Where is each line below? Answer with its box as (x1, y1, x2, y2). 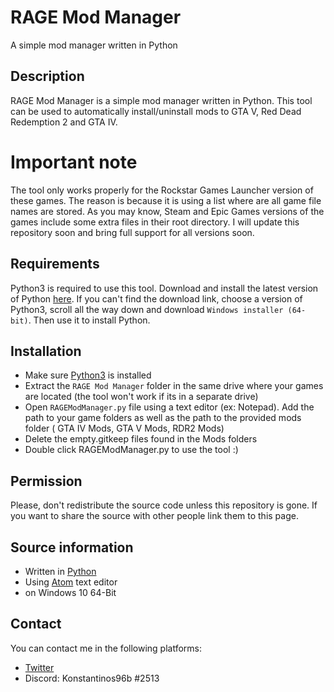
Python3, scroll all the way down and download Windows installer (10, 303, 284, 315)
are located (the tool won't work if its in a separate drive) (24, 391, 259, 403)
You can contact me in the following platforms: (10, 642, 202, 654)
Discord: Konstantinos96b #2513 (24, 672, 160, 684)
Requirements (10, 256, 100, 273)
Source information (10, 539, 134, 556)
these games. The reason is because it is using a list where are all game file (10, 194, 322, 206)
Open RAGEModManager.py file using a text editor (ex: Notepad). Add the (24, 401, 315, 413)
